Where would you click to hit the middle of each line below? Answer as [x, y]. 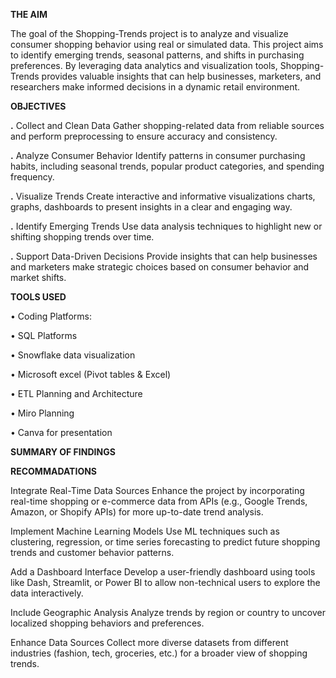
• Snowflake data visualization [73, 355]
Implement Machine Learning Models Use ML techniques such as [145, 531]
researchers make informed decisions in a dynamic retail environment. [155, 87]
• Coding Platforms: [51, 316]
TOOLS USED [38, 297]
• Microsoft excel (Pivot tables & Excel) [91, 374]
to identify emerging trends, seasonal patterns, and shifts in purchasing [157, 55]
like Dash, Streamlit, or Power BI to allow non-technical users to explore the [165, 582]
